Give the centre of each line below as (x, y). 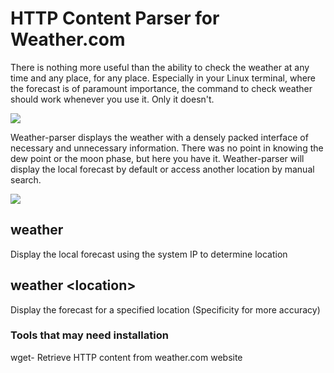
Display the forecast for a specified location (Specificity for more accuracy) (165, 309)
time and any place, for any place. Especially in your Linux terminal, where (163, 78)
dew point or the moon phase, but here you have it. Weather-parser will (157, 158)
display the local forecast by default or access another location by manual (162, 169)
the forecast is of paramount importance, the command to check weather (161, 88)
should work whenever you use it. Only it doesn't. (112, 99)
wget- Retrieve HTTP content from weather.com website (126, 357)
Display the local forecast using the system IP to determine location (149, 254)
